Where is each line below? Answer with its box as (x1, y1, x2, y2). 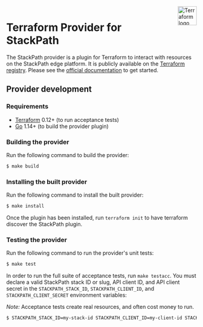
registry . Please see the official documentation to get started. (6, 66, 159, 73)
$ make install (6, 203, 45, 209)
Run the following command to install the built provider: (6, 191, 144, 199)
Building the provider (6, 138, 69, 146)
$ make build (6, 163, 39, 169)
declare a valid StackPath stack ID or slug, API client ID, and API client (6, 278, 180, 286)
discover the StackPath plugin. (6, 220, 83, 228)
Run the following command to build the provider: (6, 151, 129, 158)
